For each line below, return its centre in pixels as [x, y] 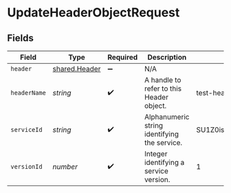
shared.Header [77, 69]
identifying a [164, 162]
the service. [163, 143]
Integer [156, 154]
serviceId [26, 129]
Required [123, 57]
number [65, 167]
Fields [21, 38]
